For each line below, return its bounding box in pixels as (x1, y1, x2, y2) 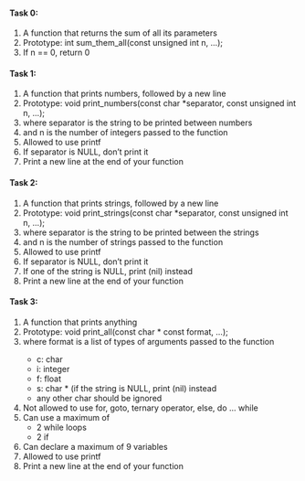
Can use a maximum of (22, 412, 110, 422)
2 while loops (36, 422, 87, 433)
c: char (36, 353, 63, 365)
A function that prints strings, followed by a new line (22, 198, 219, 208)
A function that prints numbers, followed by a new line (22, 88, 226, 100)
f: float (36, 373, 62, 384)
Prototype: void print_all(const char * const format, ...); (22, 326, 228, 337)
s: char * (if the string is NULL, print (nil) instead (36, 382, 217, 393)
